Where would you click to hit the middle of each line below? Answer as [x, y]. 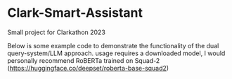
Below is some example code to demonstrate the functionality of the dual [113, 45]
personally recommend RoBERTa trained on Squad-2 [84, 60]
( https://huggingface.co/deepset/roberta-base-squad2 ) [88, 68]
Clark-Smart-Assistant [75, 13]
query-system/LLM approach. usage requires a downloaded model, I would [116, 53]
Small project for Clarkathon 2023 [56, 32]
